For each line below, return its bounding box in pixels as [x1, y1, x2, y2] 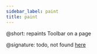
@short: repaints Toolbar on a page [6, 30, 92, 37]
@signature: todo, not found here [6, 41, 86, 48]
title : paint [6, 14, 38, 20]
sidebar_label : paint [6, 8, 59, 15]
